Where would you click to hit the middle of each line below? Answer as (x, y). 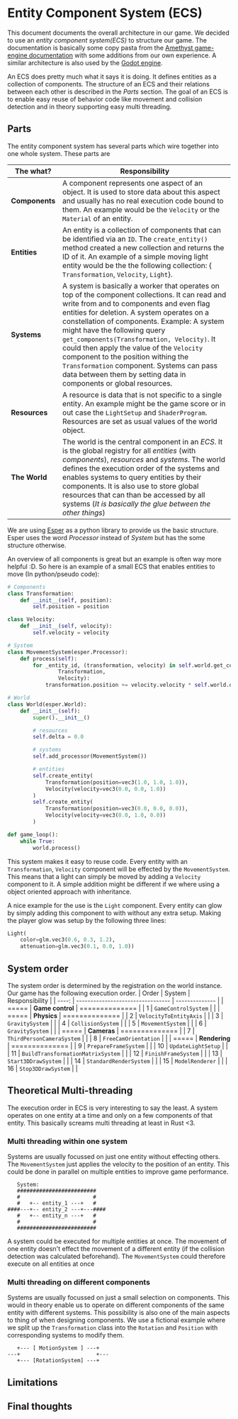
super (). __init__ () (62, 717)
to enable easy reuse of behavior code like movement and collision (105, 99)
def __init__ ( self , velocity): (66, 626)
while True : (38, 841)
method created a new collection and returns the (143, 247)
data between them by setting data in (124, 374)
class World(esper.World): (47, 704)
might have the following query (114, 330)
